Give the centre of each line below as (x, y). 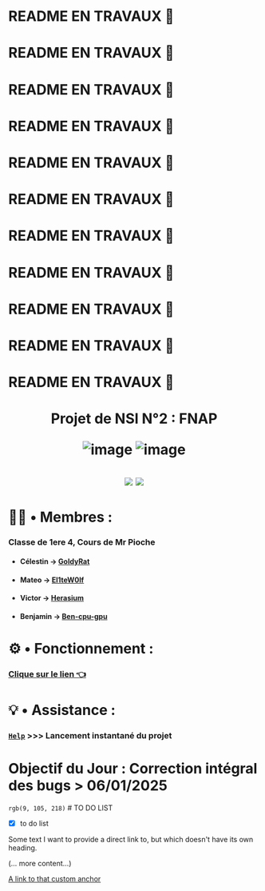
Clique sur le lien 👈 (47, 673)
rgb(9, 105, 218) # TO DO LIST (61, 808)
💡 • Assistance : (62, 710)
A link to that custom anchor (55, 878)
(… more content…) (40, 863)
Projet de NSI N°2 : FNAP (134, 419)
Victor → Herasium (52, 598)
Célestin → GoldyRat (55, 561)
